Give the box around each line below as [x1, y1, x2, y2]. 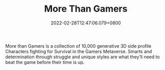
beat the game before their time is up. [5, 59, 85, 65]
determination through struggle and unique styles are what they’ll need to [5, 54, 160, 60]
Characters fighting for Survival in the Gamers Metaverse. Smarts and [5, 48, 152, 54]
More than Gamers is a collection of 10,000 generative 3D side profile [5, 43, 152, 49]
